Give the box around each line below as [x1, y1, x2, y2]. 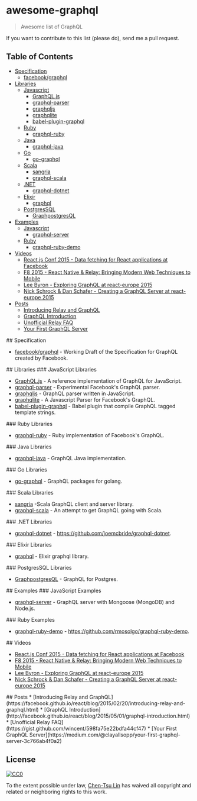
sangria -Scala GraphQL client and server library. [14, 500, 134, 508]
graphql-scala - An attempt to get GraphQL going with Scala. [14, 506, 163, 513]
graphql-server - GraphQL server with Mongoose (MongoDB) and [14, 598, 175, 605]
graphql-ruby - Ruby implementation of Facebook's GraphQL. [14, 431, 165, 438]
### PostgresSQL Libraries [6, 564, 72, 571]
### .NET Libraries [6, 518, 52, 525]
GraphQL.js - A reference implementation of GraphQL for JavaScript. [14, 377, 182, 385]
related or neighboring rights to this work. [6, 788, 107, 795]
